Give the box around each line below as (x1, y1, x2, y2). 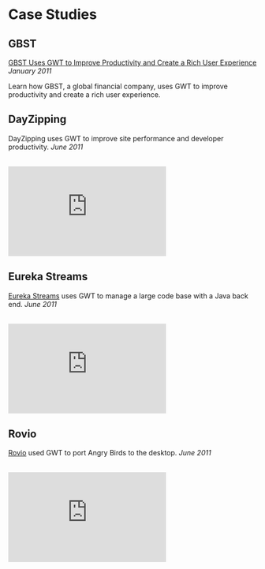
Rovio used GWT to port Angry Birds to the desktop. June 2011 (8, 448, 211, 458)
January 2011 (8, 66, 52, 76)
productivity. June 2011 (8, 142, 84, 152)
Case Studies (8, 6, 97, 24)
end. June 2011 (8, 299, 58, 309)
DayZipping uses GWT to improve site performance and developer (8, 133, 224, 143)
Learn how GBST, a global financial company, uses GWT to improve (8, 81, 229, 91)
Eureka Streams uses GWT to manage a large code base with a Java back (8, 290, 248, 301)
